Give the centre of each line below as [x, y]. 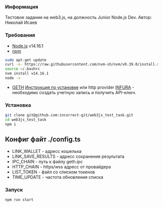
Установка [18, 105]
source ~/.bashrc [23, 69]
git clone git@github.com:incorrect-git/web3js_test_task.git [69, 115]
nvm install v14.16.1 [27, 74]
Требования [20, 35]
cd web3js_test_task [26, 120]
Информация [22, 7]
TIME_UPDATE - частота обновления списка [57, 177]
